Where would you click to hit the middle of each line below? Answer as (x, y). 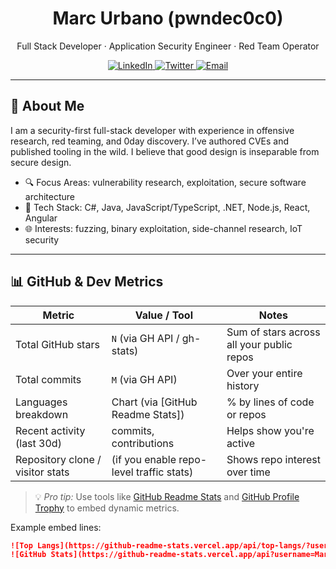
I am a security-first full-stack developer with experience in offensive (152, 130)
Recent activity (50, 430)
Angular (41, 218)
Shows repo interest (274, 459)
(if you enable (144, 459)
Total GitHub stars (57, 344)
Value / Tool (164, 315)
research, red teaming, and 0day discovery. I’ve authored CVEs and (150, 141)
